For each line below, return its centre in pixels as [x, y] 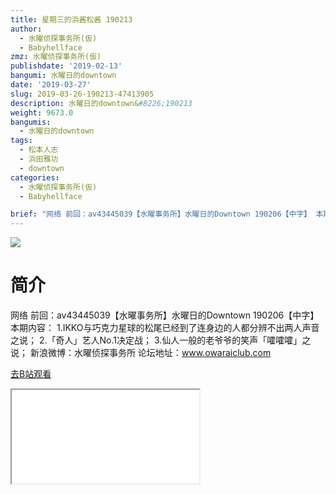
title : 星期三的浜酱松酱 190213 [71, 19]
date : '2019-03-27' [51, 85]
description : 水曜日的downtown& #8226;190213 [101, 103]
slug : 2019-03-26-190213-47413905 [82, 94]
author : [26, 29]
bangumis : [31, 122]
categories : [35, 177]
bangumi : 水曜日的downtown [63, 76]
